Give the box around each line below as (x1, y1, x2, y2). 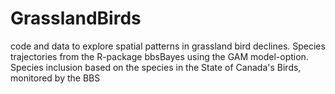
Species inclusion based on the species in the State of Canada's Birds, (10, 61, 302, 73)
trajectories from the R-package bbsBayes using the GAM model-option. (10, 50, 309, 62)
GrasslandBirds (10, 7, 142, 30)
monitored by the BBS (10, 72, 101, 84)
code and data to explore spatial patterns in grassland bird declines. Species (10, 40, 326, 52)
